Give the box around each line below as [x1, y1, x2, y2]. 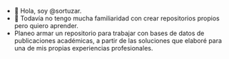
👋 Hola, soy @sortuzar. [14, 7, 82, 15]
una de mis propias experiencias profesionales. [14, 44, 153, 52]
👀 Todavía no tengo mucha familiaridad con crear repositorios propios [14, 14, 220, 22]
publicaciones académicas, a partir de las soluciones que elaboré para [14, 37, 223, 45]
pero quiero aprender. [14, 22, 78, 29]
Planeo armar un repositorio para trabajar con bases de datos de [14, 29, 205, 37]
